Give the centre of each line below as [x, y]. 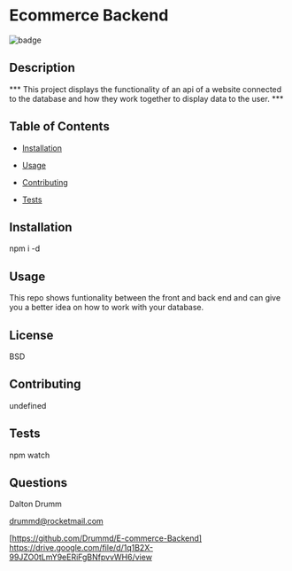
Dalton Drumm [35, 504]
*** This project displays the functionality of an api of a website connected [146, 89]
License [31, 335]
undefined [28, 405]
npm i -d [25, 248]
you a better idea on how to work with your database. [107, 308]
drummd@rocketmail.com [56, 521]
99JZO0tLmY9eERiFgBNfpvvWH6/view [81, 557]
